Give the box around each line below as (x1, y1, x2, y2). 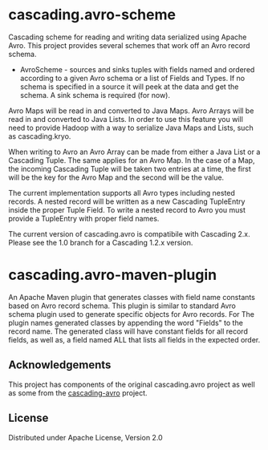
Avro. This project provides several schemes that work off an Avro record (8, 40, 250, 50)
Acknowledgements (8, 359, 112, 372)
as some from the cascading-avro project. (8, 387, 148, 398)
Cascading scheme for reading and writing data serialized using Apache (8, 32, 247, 42)
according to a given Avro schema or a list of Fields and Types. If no (19, 73, 246, 83)
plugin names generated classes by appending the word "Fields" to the (8, 318, 243, 327)
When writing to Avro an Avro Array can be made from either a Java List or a (8, 147, 261, 156)
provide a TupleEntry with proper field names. (8, 213, 160, 223)
